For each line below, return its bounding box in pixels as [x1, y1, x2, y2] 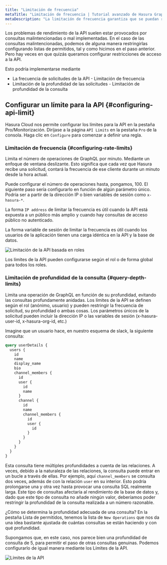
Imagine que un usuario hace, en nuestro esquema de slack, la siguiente [5, 328, 154, 334]
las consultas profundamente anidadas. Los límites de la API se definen [5, 297, 152, 303]
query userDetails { [5, 343, 48, 348]
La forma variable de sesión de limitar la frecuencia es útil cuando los [5, 227, 148, 233]
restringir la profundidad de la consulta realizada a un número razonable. [5, 499, 155, 505]
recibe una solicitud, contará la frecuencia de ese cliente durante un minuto [5, 166, 160, 172]
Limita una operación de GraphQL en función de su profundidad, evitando [5, 291, 157, 298]
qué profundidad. [5, 525, 41, 531]
